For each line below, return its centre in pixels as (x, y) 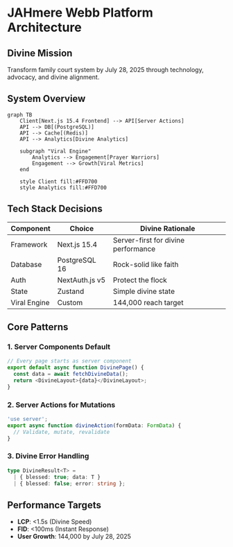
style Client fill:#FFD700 (59, 182)
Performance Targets (54, 505)
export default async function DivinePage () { (76, 368)
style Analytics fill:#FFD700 (63, 188)
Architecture (44, 27)
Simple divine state (144, 291)
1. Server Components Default (59, 347)
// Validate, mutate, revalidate (62, 432)
